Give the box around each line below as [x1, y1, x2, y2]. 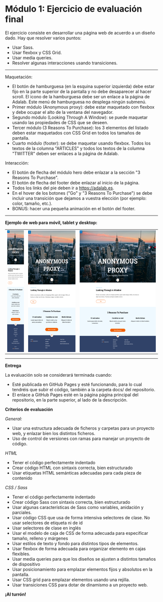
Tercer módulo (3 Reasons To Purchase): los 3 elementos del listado [12, 125, 149, 130]
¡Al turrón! [5, 591, 27, 597]
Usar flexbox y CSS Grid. [12, 50, 62, 55]
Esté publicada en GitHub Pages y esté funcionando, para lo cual [12, 382, 142, 387]
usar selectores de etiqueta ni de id [12, 520, 83, 526]
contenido [12, 475, 33, 481]
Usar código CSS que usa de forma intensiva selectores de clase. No [12, 515, 150, 521]
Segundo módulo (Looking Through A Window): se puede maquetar [12, 114, 148, 120]
